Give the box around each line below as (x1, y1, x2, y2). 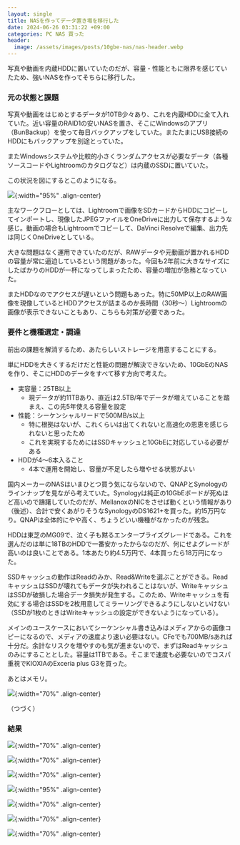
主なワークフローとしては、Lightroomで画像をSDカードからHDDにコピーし (7, 206, 229, 215)
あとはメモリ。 (7, 674, 51, 682)
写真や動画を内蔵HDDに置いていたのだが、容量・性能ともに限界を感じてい (7, 64, 227, 72)
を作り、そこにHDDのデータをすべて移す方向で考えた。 (7, 369, 171, 378)
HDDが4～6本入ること (17, 455, 84, 464)
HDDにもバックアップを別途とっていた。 (7, 137, 127, 146)
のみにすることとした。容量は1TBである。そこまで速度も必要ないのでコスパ (7, 650, 231, 659)
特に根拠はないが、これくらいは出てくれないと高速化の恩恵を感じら (28, 420, 229, 428)
